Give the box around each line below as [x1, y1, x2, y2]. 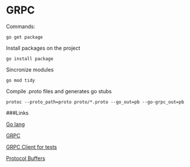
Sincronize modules [6, 66, 54, 73]
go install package [6, 56, 54, 62]
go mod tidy [6, 77, 35, 83]
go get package [6, 34, 43, 40]
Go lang [6, 121, 25, 128]
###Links [6, 109, 29, 116]
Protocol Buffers [6, 155, 46, 162]
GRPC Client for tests [6, 143, 57, 150]
